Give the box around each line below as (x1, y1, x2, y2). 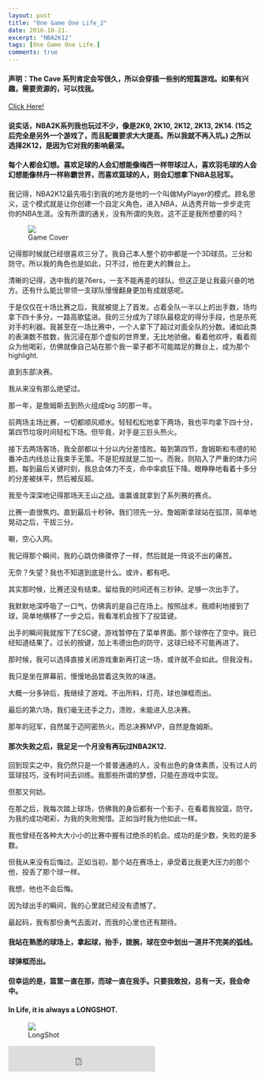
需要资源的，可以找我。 (21, 84, 99, 93)
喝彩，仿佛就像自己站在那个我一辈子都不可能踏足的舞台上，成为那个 (28, 342, 250, 351)
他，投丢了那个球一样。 (8, 867, 84, 877)
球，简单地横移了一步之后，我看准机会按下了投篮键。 (8, 611, 181, 621)
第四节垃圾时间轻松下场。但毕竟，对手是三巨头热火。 (8, 428, 181, 436)
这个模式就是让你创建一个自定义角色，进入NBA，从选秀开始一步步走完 (21, 199, 251, 208)
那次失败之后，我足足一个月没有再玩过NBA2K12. (8, 741, 167, 751)
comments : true (8, 48, 58, 56)
